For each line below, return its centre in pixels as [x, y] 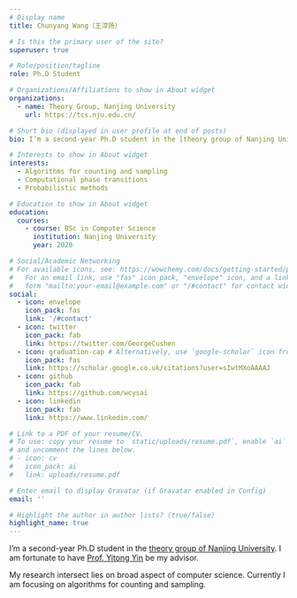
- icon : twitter [47, 327]
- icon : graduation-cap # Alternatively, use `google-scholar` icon [146, 352]
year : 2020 [53, 245]
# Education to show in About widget [79, 204]
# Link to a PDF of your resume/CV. [76, 434]
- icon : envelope [49, 302]
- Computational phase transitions [83, 180]
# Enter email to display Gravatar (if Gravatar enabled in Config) [138, 491]
